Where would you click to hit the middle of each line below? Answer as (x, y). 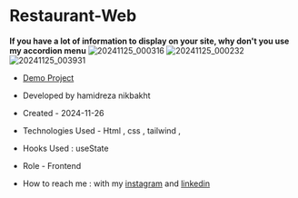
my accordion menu (48, 50)
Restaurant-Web (73, 16)
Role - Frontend (52, 165)
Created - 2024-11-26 (63, 113)
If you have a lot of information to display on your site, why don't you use (149, 41)
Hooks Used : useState (65, 148)
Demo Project (48, 77)
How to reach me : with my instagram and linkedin (116, 183)
